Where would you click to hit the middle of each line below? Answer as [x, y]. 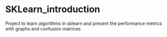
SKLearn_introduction [53, 9]
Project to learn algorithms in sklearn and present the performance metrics [84, 23]
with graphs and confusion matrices [43, 28]
